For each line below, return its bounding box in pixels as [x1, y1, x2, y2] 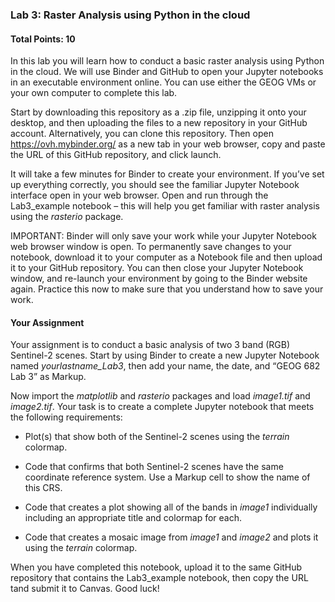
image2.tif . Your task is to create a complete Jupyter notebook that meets [10, 401, 315, 413]
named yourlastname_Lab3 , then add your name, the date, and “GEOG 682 [10, 360, 321, 372]
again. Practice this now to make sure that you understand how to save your [10, 283, 324, 295]
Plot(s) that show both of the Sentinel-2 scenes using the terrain [24, 431, 290, 443]
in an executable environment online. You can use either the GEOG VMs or [10, 76, 317, 88]
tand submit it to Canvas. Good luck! [10, 583, 160, 595]
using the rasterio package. [10, 211, 124, 223]
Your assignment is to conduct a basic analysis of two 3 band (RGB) [10, 339, 291, 351]
